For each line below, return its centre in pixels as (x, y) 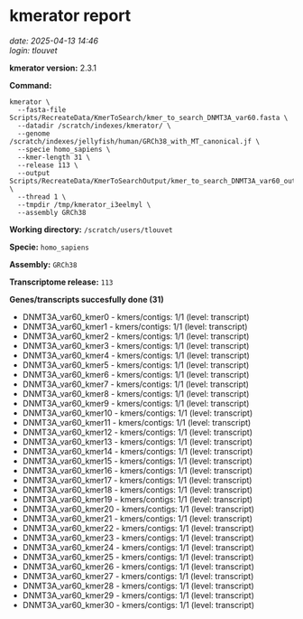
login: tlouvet (33, 50)
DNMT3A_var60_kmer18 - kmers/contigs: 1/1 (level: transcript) (138, 490)
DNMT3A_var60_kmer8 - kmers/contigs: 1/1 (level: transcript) (136, 393)
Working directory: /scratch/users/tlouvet (91, 229)
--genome (34, 133)
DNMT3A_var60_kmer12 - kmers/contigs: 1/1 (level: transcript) (138, 432)
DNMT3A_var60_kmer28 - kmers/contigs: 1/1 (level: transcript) (138, 586)
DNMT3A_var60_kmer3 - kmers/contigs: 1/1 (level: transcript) (136, 345)
